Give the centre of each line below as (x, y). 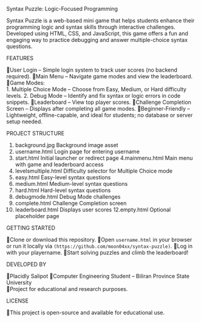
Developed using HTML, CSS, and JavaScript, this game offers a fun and (97, 33)
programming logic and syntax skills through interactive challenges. (91, 27)
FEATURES (20, 58)
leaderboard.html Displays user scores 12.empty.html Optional (93, 210)
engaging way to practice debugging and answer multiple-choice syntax (97, 40)
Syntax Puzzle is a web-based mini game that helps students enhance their (101, 20)
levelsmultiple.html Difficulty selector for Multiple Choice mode (94, 171)
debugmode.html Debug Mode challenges (68, 197)
